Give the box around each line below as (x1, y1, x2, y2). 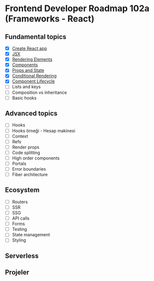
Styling (12, 237, 27, 243)
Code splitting (12, 149, 40, 156)
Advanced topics (5, 109, 58, 118)
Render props (12, 144, 40, 150)
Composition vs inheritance (12, 89, 67, 95)
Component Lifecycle (12, 78, 55, 84)
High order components (12, 155, 60, 161)
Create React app (12, 46, 47, 51)
